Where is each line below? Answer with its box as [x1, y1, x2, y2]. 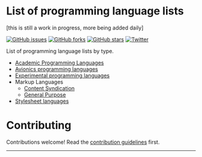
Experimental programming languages [14, 72, 110, 79]
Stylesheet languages [14, 97, 69, 105]
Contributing [6, 119, 72, 132]
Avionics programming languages [14, 65, 98, 73]
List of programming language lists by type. [6, 47, 114, 55]
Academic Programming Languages [14, 59, 104, 66]
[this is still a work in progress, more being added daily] [6, 24, 144, 31]
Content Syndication [23, 84, 75, 91]
